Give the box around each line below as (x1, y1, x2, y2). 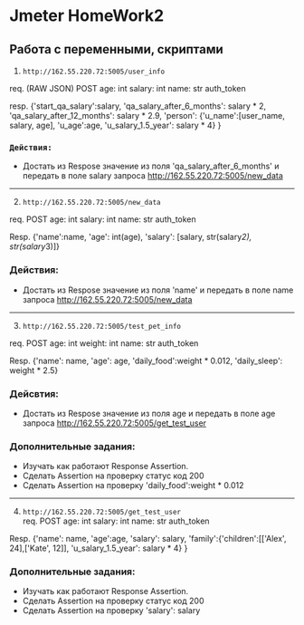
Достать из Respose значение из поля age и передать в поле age (22, 408, 276, 418)
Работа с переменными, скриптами (9, 42, 223, 57)
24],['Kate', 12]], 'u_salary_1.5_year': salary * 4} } (9, 543, 188, 553)
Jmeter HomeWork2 (9, 5, 165, 26)
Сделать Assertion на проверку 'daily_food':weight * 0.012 (22, 480, 244, 491)
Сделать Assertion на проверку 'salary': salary (22, 605, 201, 616)
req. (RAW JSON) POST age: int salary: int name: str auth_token (9, 83, 246, 93)
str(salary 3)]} (9, 241, 61, 252)
